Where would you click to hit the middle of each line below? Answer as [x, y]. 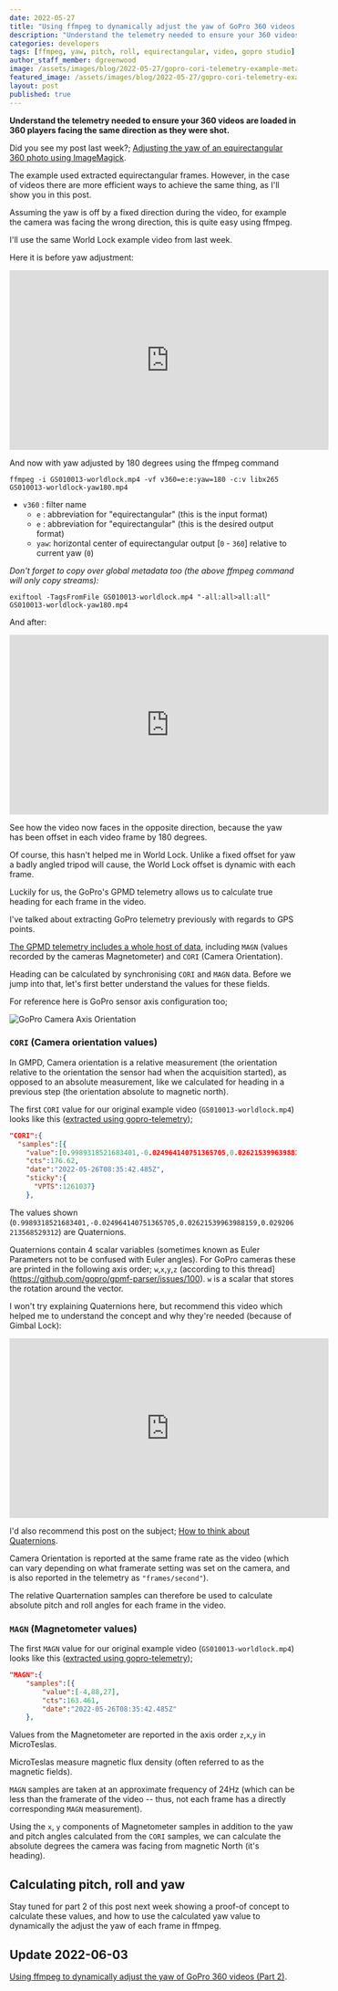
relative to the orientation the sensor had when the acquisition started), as [148, 1072]
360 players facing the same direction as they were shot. [120, 130]
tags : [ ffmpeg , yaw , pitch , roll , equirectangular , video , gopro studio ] [153, 52]
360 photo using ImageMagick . [68, 157]
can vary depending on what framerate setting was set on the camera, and [150, 1567]
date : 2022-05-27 [42, 18]
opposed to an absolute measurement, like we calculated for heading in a [147, 1082]
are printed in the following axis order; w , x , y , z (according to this [128, 1269]
